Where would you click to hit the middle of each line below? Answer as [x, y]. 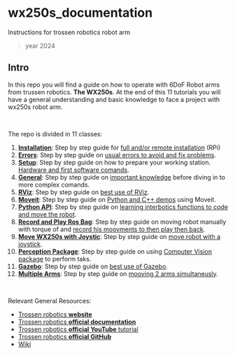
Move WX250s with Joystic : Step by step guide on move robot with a [119, 236]
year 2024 [40, 45]
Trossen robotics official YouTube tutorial [78, 329]
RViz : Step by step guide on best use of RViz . [84, 192]
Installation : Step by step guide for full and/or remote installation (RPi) [119, 147]
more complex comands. [54, 184]
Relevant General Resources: [50, 300]
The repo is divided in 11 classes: [55, 133]
